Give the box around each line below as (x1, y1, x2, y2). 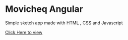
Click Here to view (5, 29, 43, 35)
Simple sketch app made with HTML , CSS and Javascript (5, 20, 123, 26)
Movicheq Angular (5, 3, 83, 15)
